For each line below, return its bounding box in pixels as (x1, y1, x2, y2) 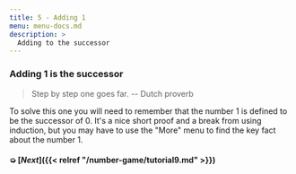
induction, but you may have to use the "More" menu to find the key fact (9, 125, 276, 135)
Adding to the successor (17, 38, 110, 48)
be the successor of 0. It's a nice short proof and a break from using (9, 115, 262, 126)
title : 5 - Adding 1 (9, 13, 87, 22)
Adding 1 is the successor (9, 68, 124, 81)
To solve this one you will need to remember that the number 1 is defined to (9, 105, 288, 117)
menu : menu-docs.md (9, 22, 83, 30)
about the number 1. (9, 134, 83, 144)
